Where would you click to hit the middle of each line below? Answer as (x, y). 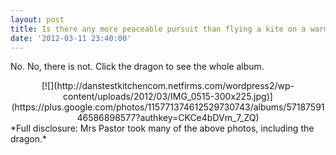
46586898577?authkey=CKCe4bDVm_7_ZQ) (168, 118)
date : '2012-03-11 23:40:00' (71, 38)
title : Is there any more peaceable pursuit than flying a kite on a (158, 29)
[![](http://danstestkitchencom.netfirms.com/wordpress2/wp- (168, 86)
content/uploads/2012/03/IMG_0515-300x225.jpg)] (168, 97)
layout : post (37, 19)
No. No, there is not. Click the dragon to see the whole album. (137, 67)
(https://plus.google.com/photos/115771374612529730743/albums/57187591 (168, 107)
